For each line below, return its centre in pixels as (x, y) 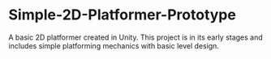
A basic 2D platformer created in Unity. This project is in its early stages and (136, 37)
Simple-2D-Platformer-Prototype (123, 15)
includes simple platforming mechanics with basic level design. (114, 45)
